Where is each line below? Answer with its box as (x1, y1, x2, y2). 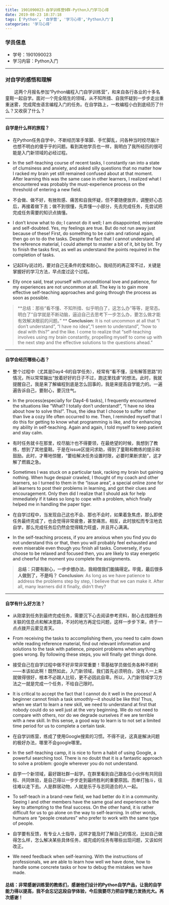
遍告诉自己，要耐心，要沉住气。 (12, 387, 79, 393)
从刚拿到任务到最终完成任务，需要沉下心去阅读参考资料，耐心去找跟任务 (12, 612, 162, 618)
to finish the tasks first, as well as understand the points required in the (12, 247, 160, 253)
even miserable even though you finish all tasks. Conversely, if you (12, 545, 151, 551)
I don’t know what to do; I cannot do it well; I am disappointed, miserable (12, 220, 163, 226)
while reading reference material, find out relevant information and (12, 641, 150, 647)
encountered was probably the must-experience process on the (12, 181, 145, 187)
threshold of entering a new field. (12, 187, 82, 193)
